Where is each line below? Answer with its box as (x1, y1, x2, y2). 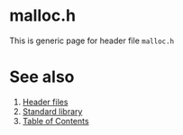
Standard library (22, 105, 83, 117)
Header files (22, 96, 69, 107)
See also (9, 67, 75, 87)
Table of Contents (22, 115, 89, 126)
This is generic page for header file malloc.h (9, 35, 175, 46)
